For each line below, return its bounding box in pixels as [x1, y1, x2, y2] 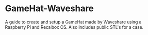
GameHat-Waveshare [5, 3, 94, 14]
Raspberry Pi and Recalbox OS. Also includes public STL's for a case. [5, 24, 144, 30]
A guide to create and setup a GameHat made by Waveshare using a [5, 19, 142, 25]
